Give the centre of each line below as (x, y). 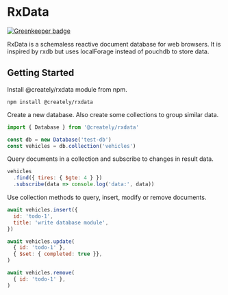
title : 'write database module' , (61, 222)
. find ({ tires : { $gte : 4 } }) (58, 178)
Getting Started (41, 73)
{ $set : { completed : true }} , (58, 254)
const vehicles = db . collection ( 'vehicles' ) (72, 146)
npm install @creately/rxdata (50, 102)
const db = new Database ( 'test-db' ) (59, 140)
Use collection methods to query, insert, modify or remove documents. (107, 197)
